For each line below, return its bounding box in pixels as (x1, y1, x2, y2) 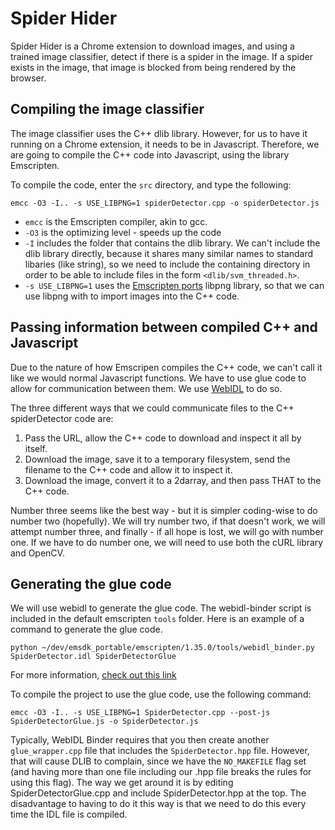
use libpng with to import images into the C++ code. (24, 290, 240, 302)
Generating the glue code (10, 575, 172, 592)
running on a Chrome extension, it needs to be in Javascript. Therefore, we (10, 138, 320, 150)
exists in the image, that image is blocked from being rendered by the (10, 61, 297, 73)
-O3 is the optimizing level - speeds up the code (24, 226, 222, 238)
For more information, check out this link (10, 669, 177, 681)
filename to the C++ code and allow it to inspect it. (24, 463, 233, 476)
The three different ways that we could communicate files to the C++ (10, 402, 295, 414)
